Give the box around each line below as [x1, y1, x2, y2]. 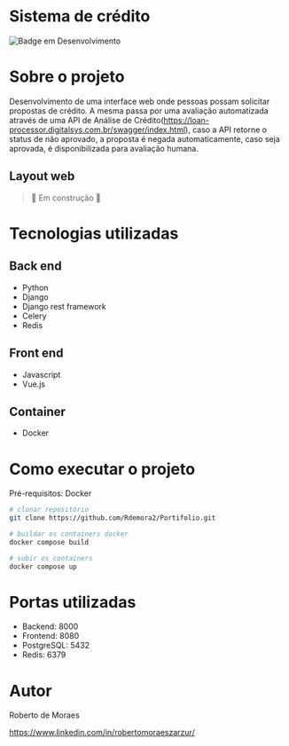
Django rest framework [21, 301, 106, 311]
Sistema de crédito [9, 6, 151, 27]
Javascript [21, 369, 61, 380]
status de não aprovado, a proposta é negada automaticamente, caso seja [9, 133, 281, 144]
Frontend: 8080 [21, 631, 80, 641]
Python [21, 282, 49, 293]
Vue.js [21, 379, 46, 389]
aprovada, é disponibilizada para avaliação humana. [9, 143, 199, 153]
